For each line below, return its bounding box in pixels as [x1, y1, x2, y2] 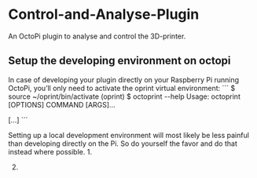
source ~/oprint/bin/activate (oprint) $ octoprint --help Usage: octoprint [8, 92, 241, 101]
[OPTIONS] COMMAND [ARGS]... [8, 100, 116, 109]
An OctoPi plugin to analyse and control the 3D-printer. [8, 31, 186, 41]
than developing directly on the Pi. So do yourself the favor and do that [8, 139, 237, 148]
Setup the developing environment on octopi [8, 54, 231, 67]
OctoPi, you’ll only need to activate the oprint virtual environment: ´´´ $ [8, 83, 236, 93]
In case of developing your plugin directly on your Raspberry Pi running [8, 74, 240, 84]
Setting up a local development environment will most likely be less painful [8, 130, 250, 140]
